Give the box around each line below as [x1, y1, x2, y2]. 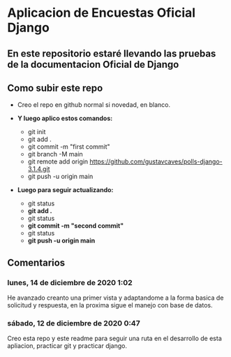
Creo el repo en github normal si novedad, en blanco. [17, 101, 171, 109]
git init [27, 128, 46, 136]
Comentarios [7, 256, 66, 268]
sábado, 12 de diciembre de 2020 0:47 [7, 319, 141, 328]
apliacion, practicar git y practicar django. [7, 342, 128, 350]
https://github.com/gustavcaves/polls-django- [89, 157, 223, 166]
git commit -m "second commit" [27, 221, 124, 230]
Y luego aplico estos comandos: [17, 114, 113, 123]
